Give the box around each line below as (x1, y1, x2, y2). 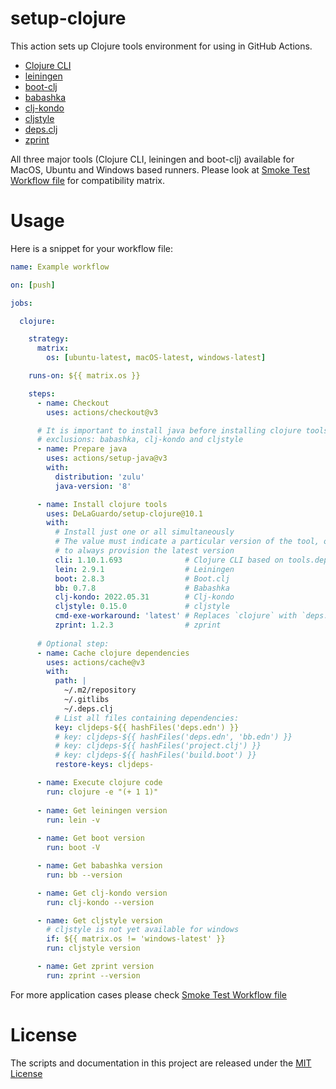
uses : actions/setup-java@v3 (46, 453, 168, 464)
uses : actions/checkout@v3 (46, 407, 159, 417)
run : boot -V (46, 843, 101, 853)
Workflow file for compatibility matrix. (10, 174, 165, 186)
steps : (28, 388, 56, 399)
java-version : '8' (54, 481, 132, 491)
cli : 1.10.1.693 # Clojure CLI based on (54, 555, 284, 565)
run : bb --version (46, 870, 123, 880)
